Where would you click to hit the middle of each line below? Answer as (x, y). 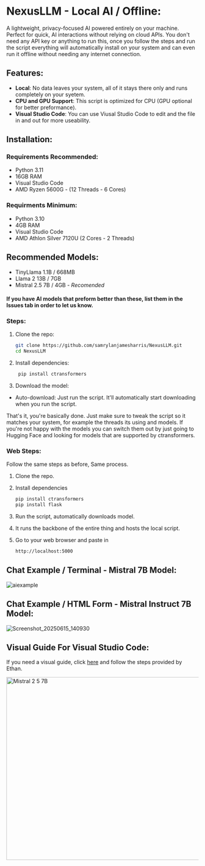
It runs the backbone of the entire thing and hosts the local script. (97, 528)
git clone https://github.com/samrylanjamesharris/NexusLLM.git (99, 346)
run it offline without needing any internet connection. (74, 54)
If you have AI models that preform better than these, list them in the (95, 299)
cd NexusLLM (30, 351)
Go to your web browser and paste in (62, 540)
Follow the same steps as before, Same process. (67, 464)
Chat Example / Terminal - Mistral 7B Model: (92, 571)
